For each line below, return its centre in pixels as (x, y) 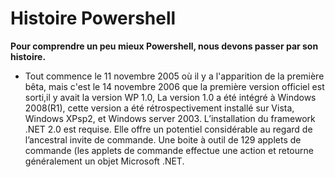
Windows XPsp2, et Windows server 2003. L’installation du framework (170, 118)
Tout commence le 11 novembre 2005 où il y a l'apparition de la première (174, 76)
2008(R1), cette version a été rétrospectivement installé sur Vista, (159, 108)
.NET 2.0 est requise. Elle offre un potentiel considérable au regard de (168, 129)
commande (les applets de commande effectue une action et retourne (169, 150)
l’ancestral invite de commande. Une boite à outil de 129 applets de (163, 139)
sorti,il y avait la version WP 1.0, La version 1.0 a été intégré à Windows (170, 97)
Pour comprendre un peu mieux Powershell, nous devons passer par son (164, 46)
